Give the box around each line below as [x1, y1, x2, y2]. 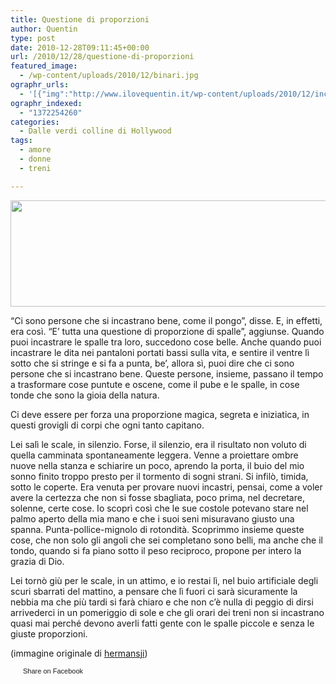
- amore [19, 145, 52, 155]
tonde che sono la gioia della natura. [10, 389, 160, 401]
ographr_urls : [10, 80, 70, 90]
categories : [10, 117, 60, 127]
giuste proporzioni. [10, 627, 88, 640]
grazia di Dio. [10, 555, 65, 567]
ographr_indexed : [10, 98, 83, 108]
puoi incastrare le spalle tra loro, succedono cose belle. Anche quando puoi [10, 336, 322, 348]
